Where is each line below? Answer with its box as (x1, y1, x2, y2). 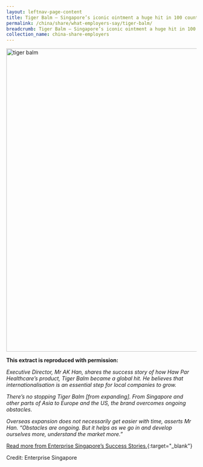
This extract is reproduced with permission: (6, 357, 119, 364)
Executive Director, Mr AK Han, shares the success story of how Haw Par (6, 368, 189, 376)
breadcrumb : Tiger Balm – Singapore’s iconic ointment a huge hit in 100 (6, 25, 196, 32)
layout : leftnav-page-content (6, 8, 83, 15)
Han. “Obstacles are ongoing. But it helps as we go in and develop (6, 424, 172, 431)
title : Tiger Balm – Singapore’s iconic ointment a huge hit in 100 (6, 15, 182, 21)
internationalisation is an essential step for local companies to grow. (6, 381, 177, 389)
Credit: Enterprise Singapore (6, 454, 77, 462)
